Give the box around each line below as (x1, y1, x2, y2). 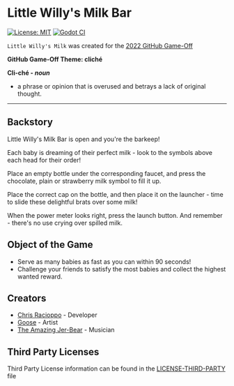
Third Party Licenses (7, 346, 100, 357)
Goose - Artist (17, 318, 58, 327)
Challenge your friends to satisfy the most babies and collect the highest (17, 265, 226, 273)
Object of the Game (7, 239, 93, 251)
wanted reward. (17, 272, 63, 281)
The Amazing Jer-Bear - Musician (17, 326, 115, 334)
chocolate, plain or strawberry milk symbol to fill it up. (7, 177, 162, 185)
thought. (17, 89, 42, 98)
